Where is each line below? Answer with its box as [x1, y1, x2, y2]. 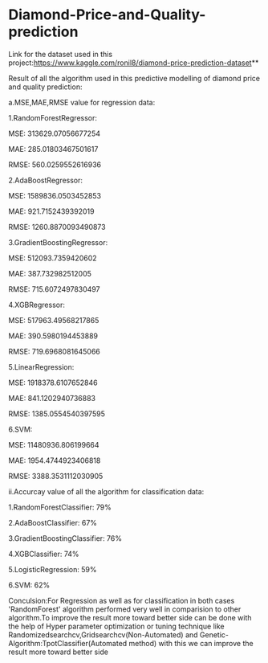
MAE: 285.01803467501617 [8, 144, 99, 153]
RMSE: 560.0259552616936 [8, 159, 102, 170]
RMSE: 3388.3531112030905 [8, 471, 104, 481]
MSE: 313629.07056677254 [8, 129, 100, 138]
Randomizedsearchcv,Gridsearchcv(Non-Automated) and [8, 629, 198, 640]
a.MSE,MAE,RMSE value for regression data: [8, 97, 156, 107]
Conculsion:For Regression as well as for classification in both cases [8, 595, 235, 605]
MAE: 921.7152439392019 [8, 207, 95, 216]
